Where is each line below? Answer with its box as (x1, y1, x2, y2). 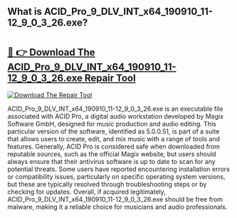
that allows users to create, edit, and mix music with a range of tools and (7, 135, 221, 143)
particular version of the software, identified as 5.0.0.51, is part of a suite (7, 127, 220, 136)
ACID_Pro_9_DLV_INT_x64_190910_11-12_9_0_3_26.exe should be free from (7, 195, 223, 203)
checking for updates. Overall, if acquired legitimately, (7, 187, 166, 196)
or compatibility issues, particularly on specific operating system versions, (7, 173, 226, 180)
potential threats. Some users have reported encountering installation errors (7, 165, 230, 173)
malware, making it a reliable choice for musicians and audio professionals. (7, 202, 228, 211)
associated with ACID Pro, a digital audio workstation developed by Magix (7, 112, 224, 120)
